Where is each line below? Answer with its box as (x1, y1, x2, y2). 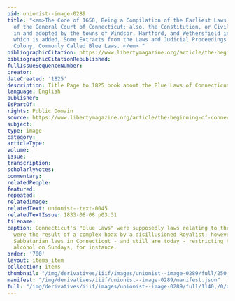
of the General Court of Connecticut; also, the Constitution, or (13, 23, 211, 30)
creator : (7, 68, 33, 75)
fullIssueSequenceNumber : (7, 62, 83, 69)
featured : (7, 186, 36, 193)
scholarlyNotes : (7, 166, 55, 173)
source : (7, 114, 30, 121)
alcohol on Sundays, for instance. (13, 244, 117, 251)
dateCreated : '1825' (7, 75, 68, 82)
